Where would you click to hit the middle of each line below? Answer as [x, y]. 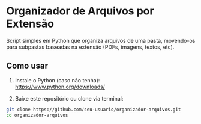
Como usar [27, 66]
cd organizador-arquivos [37, 115]
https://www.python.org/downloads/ [60, 87]
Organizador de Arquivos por [80, 11]
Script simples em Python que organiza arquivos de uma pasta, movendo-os [101, 40]
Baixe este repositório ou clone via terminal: [69, 98]
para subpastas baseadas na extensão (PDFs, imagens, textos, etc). [90, 47]
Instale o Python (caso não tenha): [57, 80]
